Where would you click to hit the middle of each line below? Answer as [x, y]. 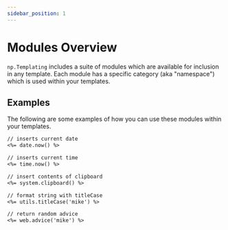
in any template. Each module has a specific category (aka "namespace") [111, 73]
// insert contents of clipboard [55, 176]
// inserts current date [43, 139]
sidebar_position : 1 [37, 13]
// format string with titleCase [55, 195]
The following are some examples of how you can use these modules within [114, 119]
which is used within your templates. [59, 81]
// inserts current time [43, 158]
